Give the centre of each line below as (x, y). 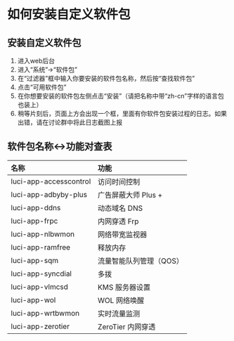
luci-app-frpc (34, 221)
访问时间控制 (119, 181)
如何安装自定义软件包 (69, 14)
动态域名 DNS (120, 208)
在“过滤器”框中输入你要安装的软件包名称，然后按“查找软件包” (106, 78)
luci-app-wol (33, 300)
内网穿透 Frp (118, 221)
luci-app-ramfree (41, 247)
